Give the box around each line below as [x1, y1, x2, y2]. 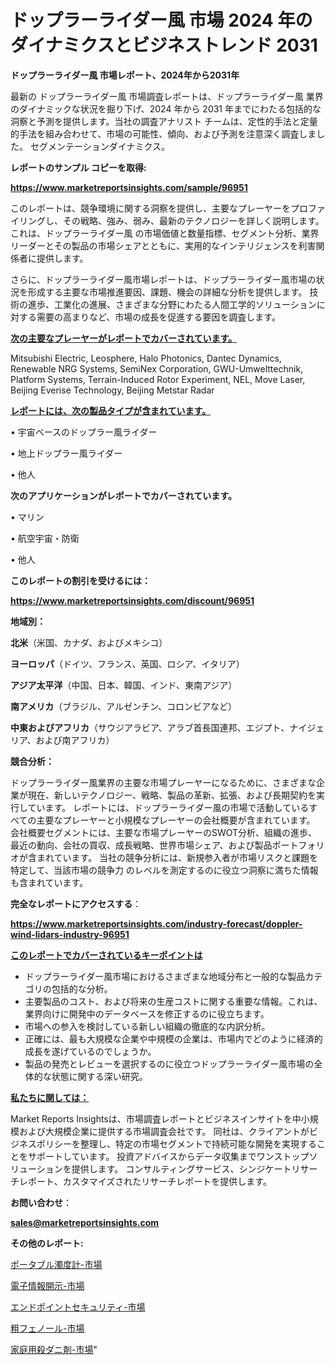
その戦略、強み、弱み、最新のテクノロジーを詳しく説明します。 [62, 214, 325, 226]
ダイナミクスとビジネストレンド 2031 [10, 34, 318, 57]
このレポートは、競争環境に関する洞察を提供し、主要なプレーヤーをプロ [10, 202, 308, 214]
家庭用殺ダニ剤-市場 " [10, 1343, 98, 1355]
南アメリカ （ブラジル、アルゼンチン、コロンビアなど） [10, 700, 238, 712]
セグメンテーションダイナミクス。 [29, 140, 170, 152]
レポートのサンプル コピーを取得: [10, 161, 147, 173]
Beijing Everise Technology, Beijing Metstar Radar [10, 384, 215, 396]
